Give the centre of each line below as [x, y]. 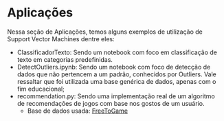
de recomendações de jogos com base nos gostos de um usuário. [111, 103]
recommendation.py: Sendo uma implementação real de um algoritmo [116, 96]
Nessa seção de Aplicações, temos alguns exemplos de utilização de [105, 32]
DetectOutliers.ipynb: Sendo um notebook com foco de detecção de [114, 67]
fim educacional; [41, 89]
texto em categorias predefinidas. [65, 59]
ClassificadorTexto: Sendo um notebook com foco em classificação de [117, 52]
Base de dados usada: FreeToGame [78, 111]
